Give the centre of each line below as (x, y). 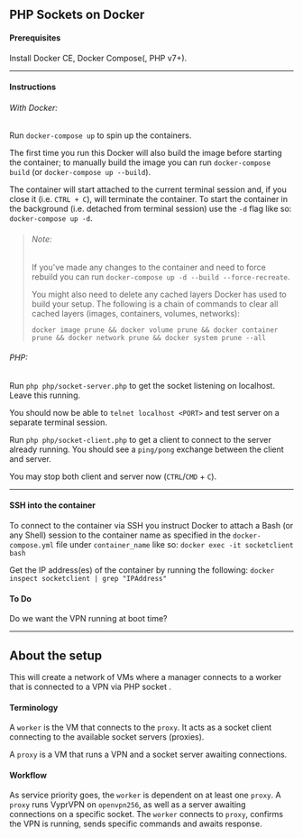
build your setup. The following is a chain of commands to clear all (155, 304)
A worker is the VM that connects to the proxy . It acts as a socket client (141, 727)
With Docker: (34, 107)
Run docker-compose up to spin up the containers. (101, 135)
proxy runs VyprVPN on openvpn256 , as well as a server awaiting (128, 805)
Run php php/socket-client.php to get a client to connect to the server (141, 439)
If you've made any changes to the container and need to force (148, 267)
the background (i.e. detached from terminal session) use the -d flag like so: (151, 209)
